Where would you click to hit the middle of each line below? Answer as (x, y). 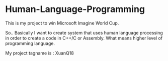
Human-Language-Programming (75, 9)
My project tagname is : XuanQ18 (39, 53)
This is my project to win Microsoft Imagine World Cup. (62, 23)
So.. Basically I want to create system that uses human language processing (84, 32)
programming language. (30, 43)
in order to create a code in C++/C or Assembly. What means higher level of (84, 38)
